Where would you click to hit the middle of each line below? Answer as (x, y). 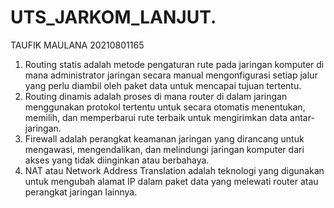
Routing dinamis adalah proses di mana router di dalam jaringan (156, 96)
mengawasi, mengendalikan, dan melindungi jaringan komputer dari (164, 149)
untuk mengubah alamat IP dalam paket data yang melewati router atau (171, 181)
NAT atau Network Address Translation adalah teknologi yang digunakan (174, 170)
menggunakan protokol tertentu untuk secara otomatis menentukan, (165, 107)
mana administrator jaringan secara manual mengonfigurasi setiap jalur (171, 75)
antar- (302, 117)
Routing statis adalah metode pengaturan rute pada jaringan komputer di (174, 64)
